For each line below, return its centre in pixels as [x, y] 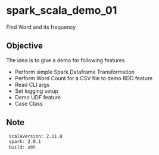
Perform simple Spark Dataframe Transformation [75, 72]
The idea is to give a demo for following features [66, 60]
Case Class [29, 104]
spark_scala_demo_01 [62, 10]
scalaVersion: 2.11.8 [35, 136]
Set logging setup [36, 91]
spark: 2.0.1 [25, 142]
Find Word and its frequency [41, 27]
